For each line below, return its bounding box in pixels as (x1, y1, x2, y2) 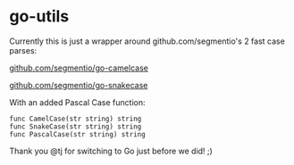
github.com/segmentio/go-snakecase (9, 79, 148, 90)
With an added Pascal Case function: (9, 96, 146, 108)
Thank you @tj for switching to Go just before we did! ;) (9, 145, 213, 156)
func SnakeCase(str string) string (9, 122, 142, 131)
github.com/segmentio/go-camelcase (9, 62, 149, 73)
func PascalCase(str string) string (9, 129, 146, 139)
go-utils (9, 6, 70, 27)
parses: (9, 45, 38, 55)
